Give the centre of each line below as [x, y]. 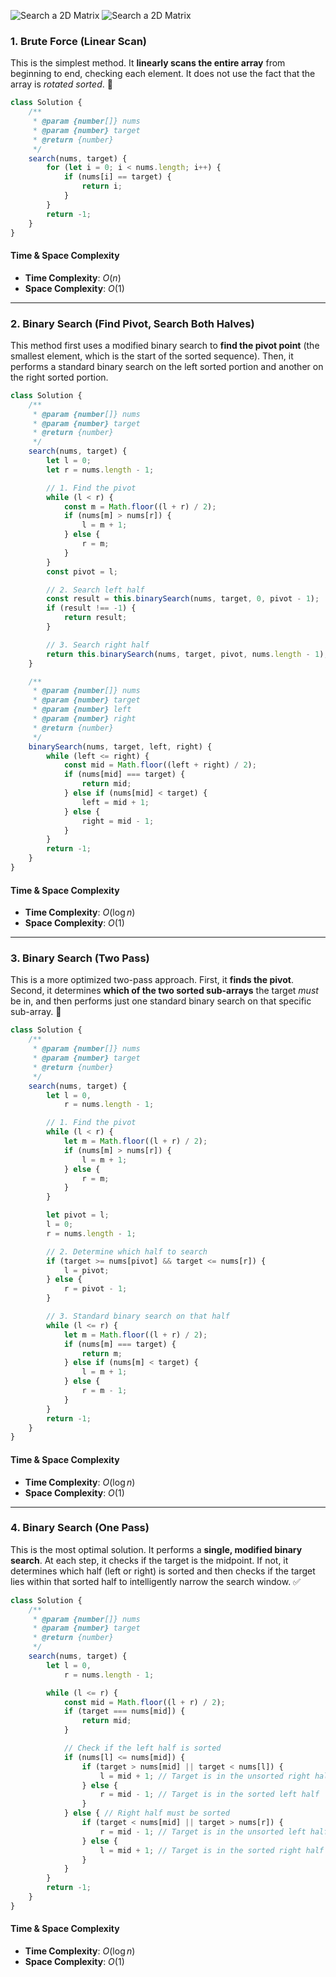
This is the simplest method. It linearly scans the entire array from [148, 63]
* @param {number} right [84, 719]
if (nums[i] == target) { [117, 177]
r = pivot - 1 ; [95, 1289]
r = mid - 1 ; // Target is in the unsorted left [203, 1831]
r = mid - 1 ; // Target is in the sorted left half [209, 1795]
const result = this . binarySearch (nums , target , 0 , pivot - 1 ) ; [183, 599]
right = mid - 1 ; [118, 821]
